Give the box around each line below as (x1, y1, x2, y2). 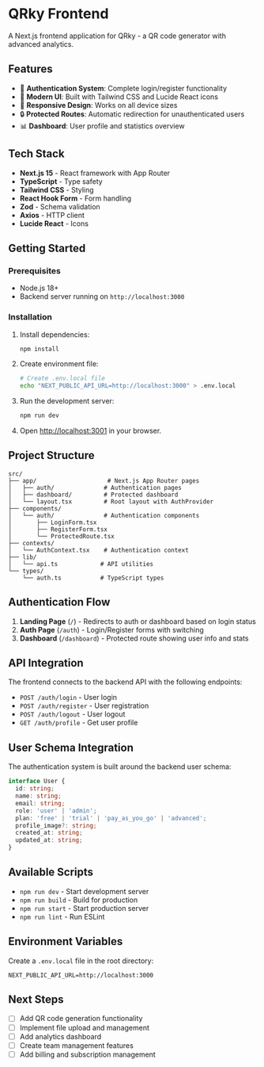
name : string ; (15, 792, 62, 801)
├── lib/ (8, 553, 37, 561)
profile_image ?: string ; (15, 821, 97, 829)
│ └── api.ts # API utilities (8, 560, 154, 568)
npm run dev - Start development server (19, 886, 149, 896)
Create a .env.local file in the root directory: (8, 956, 154, 966)
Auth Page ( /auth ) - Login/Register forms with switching (19, 625, 204, 634)
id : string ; (15, 785, 55, 793)
